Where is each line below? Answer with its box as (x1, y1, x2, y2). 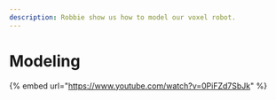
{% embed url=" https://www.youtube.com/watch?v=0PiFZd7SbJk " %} (9, 81, 268, 91)
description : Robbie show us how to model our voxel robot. (9, 12, 237, 22)
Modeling (9, 50, 81, 71)
